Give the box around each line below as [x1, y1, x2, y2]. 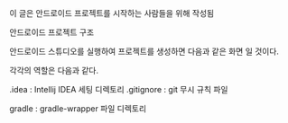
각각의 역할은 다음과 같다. [9, 66, 99, 75]
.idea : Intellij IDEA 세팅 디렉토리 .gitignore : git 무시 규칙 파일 [9, 84, 228, 94]
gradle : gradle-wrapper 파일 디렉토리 [9, 103, 147, 114]
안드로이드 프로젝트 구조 [9, 27, 95, 38]
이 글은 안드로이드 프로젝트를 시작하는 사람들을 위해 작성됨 [9, 8, 215, 18]
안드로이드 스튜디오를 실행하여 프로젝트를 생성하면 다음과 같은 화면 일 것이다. [9, 46, 280, 57]
